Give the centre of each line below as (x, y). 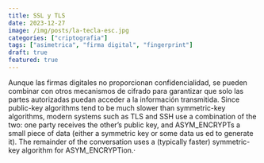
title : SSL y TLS (37, 16)
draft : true (28, 52)
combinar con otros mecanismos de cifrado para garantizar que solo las (126, 91)
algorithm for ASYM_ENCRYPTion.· (79, 150)
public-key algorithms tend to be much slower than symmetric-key (117, 107)
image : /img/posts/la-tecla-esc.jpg (69, 30)
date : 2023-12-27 (37, 23)
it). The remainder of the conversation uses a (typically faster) (109, 142)
